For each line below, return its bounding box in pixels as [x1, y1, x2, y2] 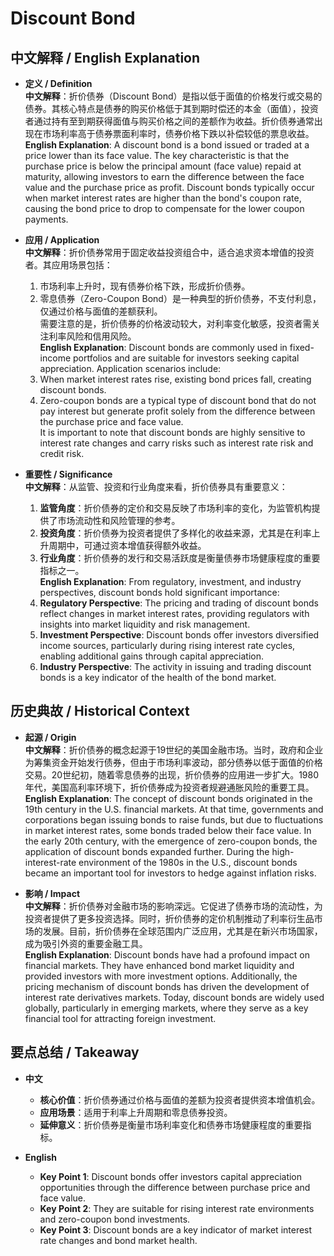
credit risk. [39, 448, 85, 459]
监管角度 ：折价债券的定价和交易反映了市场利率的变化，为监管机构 [39, 502, 312, 514]
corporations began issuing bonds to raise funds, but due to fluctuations [24, 813, 324, 826]
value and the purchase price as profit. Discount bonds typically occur [24, 182, 315, 193]
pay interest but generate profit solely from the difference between [39, 405, 316, 417]
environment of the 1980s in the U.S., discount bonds [78, 856, 298, 868]
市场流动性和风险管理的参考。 [57, 515, 181, 526]
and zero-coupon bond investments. [39, 1213, 191, 1225]
